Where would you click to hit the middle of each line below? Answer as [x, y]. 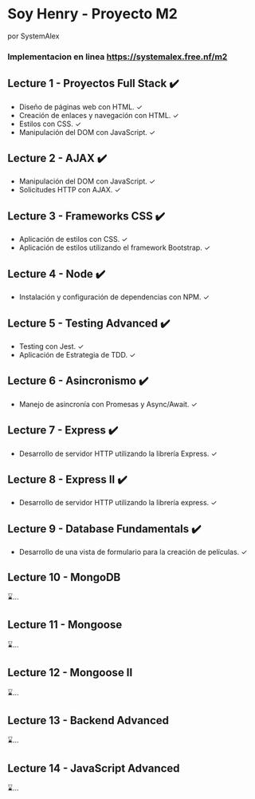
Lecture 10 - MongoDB [64, 577]
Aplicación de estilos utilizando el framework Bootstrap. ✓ [115, 247]
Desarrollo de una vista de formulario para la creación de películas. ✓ [133, 552]
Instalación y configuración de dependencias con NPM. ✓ [114, 297]
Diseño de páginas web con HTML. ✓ [80, 107]
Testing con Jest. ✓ [51, 346]
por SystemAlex [33, 36]
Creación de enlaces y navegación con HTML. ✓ [99, 115]
